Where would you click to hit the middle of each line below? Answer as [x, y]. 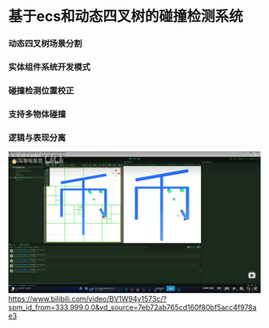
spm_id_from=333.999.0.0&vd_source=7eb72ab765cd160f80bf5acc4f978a [132, 308]
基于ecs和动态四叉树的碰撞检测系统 [126, 16]
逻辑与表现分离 [37, 137]
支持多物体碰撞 [37, 114]
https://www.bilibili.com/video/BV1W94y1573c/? [87, 299]
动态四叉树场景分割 [45, 43]
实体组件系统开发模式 [49, 67]
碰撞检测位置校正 [41, 91]
